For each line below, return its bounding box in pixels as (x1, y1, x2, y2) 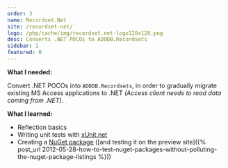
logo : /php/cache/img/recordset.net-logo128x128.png (7, 29, 163, 37)
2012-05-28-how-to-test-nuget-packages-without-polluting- (42, 145, 218, 153)
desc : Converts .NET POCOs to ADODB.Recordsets (7, 36, 148, 43)
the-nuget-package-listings (17, 152, 97, 160)
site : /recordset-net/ (7, 23, 73, 30)
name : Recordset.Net (7, 17, 67, 24)
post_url (17, 145, 41, 153)
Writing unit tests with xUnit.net (17, 130, 108, 139)
